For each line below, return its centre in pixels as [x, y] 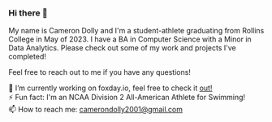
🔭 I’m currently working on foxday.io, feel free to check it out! [110, 88]
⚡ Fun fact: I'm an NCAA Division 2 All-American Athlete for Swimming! [127, 98]
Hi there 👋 [28, 13]
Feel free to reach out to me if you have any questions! [99, 72]
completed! [27, 57]
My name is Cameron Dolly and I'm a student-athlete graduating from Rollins [136, 31]
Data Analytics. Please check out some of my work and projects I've [123, 48]
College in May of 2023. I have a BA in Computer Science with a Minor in [130, 39]
